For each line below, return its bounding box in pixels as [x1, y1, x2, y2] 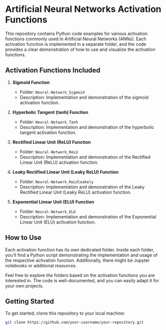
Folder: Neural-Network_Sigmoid [19, 89, 85, 95]
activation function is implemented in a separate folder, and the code [5, 41, 147, 47]
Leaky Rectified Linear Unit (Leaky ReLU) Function [12, 169, 119, 175]
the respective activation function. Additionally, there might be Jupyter [5, 257, 150, 263]
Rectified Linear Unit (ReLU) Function [12, 139, 91, 145]
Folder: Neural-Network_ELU [19, 208, 76, 215]
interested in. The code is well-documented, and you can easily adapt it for [5, 277, 160, 283]
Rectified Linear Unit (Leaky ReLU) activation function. [19, 189, 132, 195]
